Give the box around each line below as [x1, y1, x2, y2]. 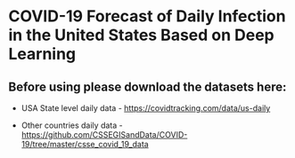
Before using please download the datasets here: [8, 79, 287, 94]
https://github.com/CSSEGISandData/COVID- [20, 130, 188, 139]
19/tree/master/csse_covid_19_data [20, 139, 149, 149]
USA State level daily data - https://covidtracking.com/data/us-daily [20, 103, 271, 113]
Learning [8, 44, 77, 64]
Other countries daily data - [20, 120, 123, 130]
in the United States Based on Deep [8, 25, 275, 45]
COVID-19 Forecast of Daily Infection [8, 6, 286, 27]
